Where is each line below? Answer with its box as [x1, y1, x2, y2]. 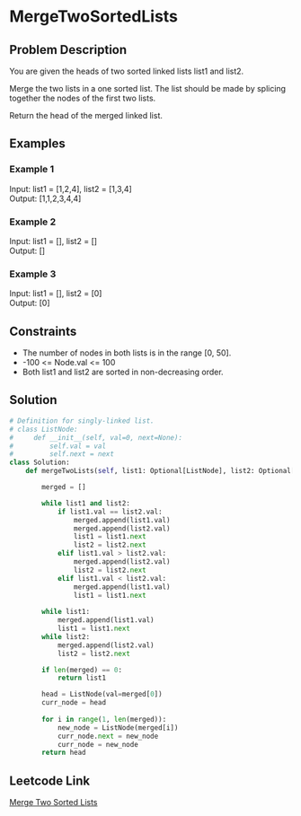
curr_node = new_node [57, 740, 139, 749]
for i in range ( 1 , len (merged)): [41, 715, 167, 724]
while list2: [41, 632, 91, 641]
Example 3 [9, 268, 57, 280]
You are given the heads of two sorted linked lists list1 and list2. [9, 66, 244, 76]
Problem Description [9, 42, 128, 57]
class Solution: [9, 458, 70, 468]
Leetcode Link [9, 773, 91, 788]
